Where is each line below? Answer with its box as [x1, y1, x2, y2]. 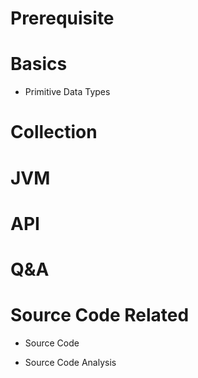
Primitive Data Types [24, 86, 111, 98]
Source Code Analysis [24, 356, 117, 368]
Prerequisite [10, 7, 115, 30]
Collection [10, 121, 98, 144]
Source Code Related [10, 304, 190, 327]
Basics [10, 53, 68, 76]
